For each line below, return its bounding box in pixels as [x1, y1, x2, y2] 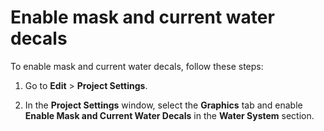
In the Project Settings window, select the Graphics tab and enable [24, 99, 303, 111]
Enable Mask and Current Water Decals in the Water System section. [24, 109, 315, 121]
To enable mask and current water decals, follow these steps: [10, 60, 264, 72]
